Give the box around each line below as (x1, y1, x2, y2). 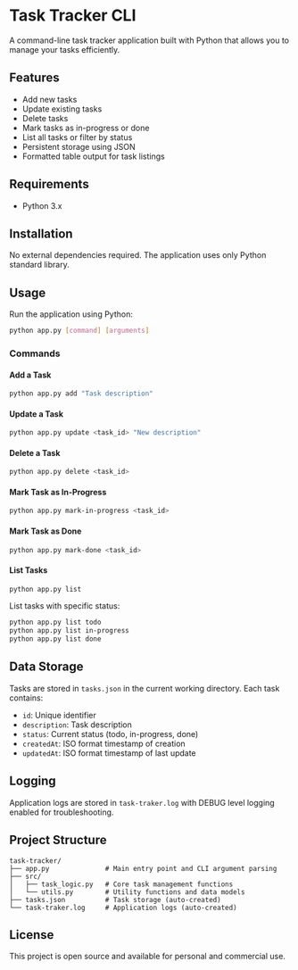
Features (9, 70, 60, 86)
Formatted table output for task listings (21, 151, 165, 162)
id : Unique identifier (21, 709, 96, 720)
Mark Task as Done (9, 526, 82, 536)
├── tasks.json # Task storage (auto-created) (9, 895, 221, 904)
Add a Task (9, 369, 52, 380)
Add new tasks (21, 94, 78, 104)
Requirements (9, 177, 89, 192)
